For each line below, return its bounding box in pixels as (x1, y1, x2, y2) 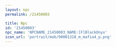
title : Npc (5, 21, 28, 26)
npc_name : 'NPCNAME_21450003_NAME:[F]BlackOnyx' (5, 30, 108, 35)
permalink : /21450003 (5, 12, 50, 17)
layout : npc (5, 7, 30, 12)
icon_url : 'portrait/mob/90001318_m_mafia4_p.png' (5, 35, 112, 40)
